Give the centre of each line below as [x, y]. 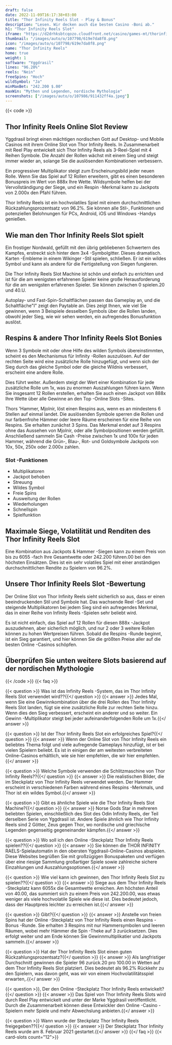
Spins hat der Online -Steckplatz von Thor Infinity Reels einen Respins [79, 920]
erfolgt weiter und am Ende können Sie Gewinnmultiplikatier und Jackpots [83, 936]
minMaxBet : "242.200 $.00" [34, 86]
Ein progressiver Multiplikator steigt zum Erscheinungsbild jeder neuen [80, 171]
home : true [17, 53]
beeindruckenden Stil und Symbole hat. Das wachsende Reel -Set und [79, 602]
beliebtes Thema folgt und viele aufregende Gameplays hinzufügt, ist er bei [85, 745]
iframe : [14, 34]
